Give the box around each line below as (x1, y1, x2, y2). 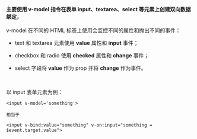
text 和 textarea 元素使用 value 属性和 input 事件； (14, 40, 139, 46)
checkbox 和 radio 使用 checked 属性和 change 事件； (14, 52, 150, 59)
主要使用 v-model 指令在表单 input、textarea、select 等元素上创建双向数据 (6, 6, 191, 12)
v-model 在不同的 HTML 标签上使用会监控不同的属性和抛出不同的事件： (6, 27, 181, 34)
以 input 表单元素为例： (6, 89, 63, 95)
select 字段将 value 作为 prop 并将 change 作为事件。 (14, 64, 147, 72)
